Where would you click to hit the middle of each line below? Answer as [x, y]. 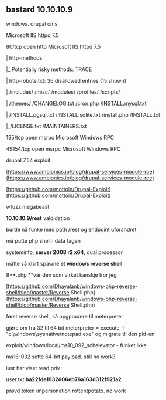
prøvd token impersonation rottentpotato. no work [66, 391]
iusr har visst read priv [33, 368]
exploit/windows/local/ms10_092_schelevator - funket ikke [77, 345]
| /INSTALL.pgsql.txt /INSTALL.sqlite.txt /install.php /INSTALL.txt [83, 114]
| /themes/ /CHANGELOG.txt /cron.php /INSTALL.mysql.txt [77, 103]
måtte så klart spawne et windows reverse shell [64, 263]
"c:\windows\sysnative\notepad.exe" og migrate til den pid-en [80, 334]
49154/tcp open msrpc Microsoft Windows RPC [63, 148]
